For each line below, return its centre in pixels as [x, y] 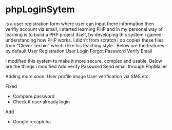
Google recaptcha [32, 121]
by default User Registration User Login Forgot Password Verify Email [79, 51]
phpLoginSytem [40, 10]
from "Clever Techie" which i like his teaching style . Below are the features [85, 45]
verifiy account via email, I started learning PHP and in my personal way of [84, 29]
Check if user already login [41, 102]
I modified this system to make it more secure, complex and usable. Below [84, 61]
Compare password [34, 96]
